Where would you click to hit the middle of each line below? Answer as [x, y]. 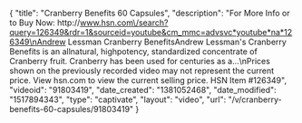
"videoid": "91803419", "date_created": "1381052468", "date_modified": [143, 90]
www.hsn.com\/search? [124, 23]
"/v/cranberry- [255, 99]
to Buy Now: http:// [45, 23]
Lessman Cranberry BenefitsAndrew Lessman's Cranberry [177, 42]
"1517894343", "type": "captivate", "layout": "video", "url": [118, 99]
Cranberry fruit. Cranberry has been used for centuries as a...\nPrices [140, 61]
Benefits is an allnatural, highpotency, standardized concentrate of [134, 52]
